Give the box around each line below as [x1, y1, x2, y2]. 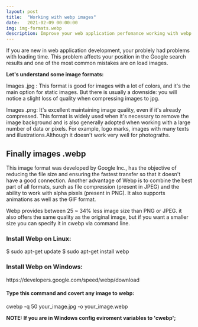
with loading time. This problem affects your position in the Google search [6, 53, 186, 60]
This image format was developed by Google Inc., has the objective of [6, 164, 177, 171]
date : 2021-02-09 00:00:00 [6, 20, 78, 25]
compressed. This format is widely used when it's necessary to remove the [6, 113, 189, 120]
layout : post [6, 8, 38, 15]
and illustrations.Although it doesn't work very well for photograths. [6, 131, 170, 139]
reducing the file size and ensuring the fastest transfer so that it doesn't [6, 170, 181, 177]
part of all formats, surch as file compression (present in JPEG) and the [6, 183, 179, 190]
